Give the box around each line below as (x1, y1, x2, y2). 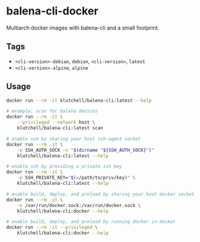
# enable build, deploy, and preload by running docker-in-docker (6, 219, 176, 225)
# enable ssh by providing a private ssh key (6, 164, 122, 170)
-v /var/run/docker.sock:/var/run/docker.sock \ (17, 202, 141, 208)
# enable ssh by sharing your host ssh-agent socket (6, 135, 141, 142)
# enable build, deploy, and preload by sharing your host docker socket (6, 191, 195, 197)
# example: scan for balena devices (6, 108, 98, 114)
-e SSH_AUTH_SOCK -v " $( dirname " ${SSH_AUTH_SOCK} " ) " (17, 147, 154, 153)
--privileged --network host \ (17, 119, 95, 126)
